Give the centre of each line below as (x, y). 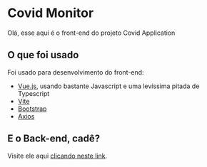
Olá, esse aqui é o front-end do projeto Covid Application (91, 33)
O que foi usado (43, 55)
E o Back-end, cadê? (54, 139)
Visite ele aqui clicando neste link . (57, 156)
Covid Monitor (51, 13)
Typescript (34, 93)
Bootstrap (32, 109)
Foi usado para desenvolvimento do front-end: (76, 72)
